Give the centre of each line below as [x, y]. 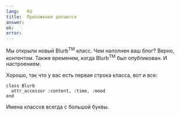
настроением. [24, 64]
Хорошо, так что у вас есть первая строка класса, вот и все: [82, 75]
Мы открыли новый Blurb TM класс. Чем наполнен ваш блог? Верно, [90, 50]
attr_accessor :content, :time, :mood [59, 91]
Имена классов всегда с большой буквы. [58, 107]
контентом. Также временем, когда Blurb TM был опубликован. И [87, 57]
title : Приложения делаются [41, 17]
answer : [15, 22]
